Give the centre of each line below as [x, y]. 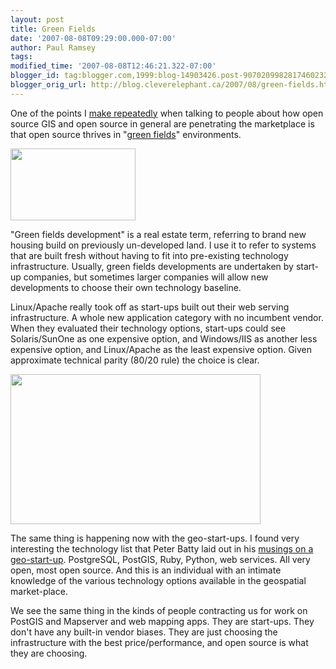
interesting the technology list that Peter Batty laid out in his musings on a [162, 548]
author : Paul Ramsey [53, 47]
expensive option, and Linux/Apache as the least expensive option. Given [161, 349]
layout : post [37, 19]
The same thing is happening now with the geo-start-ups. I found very [155, 538]
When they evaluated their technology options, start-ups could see [148, 328]
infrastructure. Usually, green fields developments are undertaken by [152, 266]
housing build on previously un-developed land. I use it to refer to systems [163, 245]
